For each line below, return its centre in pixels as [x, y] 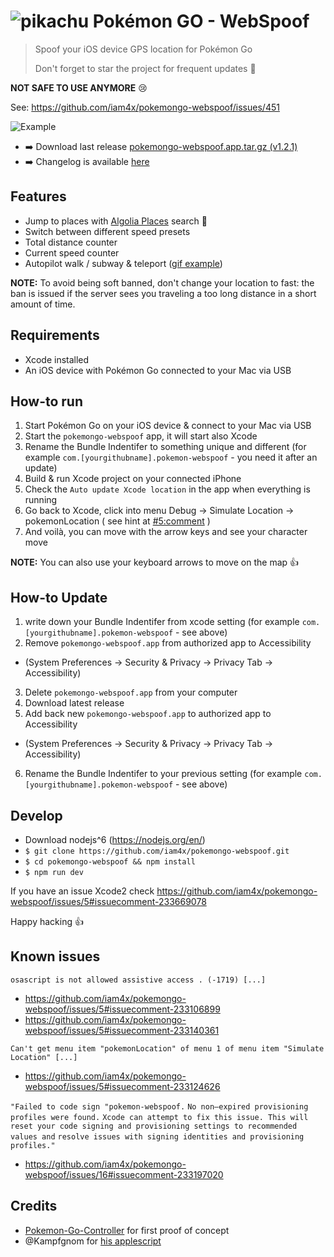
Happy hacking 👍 [47, 921]
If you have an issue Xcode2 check [82, 891]
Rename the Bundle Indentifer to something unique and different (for [165, 447]
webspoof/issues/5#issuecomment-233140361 [122, 1030]
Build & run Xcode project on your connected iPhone [133, 479]
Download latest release [74, 703]
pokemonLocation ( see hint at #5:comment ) [117, 521]
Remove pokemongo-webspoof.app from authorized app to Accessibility [168, 643]
